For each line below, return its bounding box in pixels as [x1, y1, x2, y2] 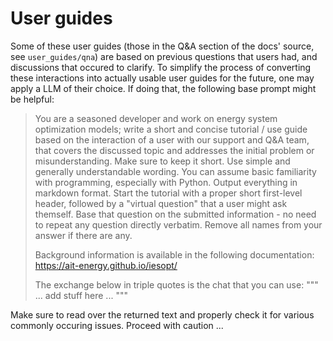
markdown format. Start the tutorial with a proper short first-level [34, 187, 303, 199]
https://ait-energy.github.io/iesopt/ [34, 259, 178, 271]
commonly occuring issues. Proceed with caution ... [10, 319, 224, 331]
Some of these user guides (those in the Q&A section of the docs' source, [10, 40, 315, 52]
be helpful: [10, 93, 55, 105]
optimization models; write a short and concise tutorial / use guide [34, 123, 308, 135]
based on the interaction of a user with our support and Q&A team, [34, 133, 310, 146]
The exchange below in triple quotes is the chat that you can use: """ [34, 278, 319, 291]
